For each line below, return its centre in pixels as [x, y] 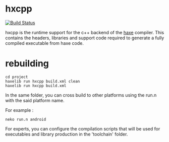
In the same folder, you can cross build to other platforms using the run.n [81, 95]
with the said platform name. [35, 100]
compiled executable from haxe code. [45, 43]
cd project [17, 77]
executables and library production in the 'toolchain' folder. [67, 134]
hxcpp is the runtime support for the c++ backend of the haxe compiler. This [85, 32]
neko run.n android [26, 119]
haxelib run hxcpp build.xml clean [43, 81]
